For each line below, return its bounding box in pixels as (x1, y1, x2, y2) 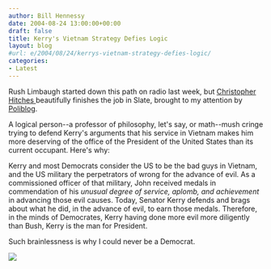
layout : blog (8, 42, 53, 50)
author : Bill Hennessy (8, 11, 85, 20)
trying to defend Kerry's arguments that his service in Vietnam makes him (8, 128, 254, 137)
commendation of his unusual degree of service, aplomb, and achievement (8, 187, 260, 196)
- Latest (8, 65, 38, 73)
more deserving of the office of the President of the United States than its (8, 137, 253, 146)
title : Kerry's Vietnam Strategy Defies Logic (8, 34, 168, 43)
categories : (8, 57, 49, 65)
